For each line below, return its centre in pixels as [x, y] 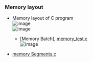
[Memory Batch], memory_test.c [54, 39]
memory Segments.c [34, 54]
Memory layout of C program [43, 18]
